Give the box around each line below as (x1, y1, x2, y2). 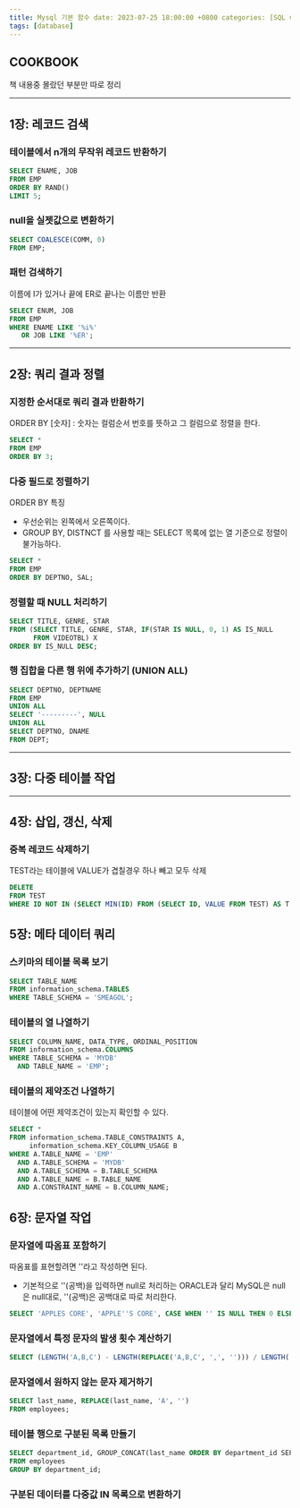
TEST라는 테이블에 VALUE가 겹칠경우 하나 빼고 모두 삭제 (9, 865, 207, 876)
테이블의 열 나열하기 (9, 1017, 90, 1029)
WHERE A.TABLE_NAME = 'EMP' (9, 1149, 114, 1159)
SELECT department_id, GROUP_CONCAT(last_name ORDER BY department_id (9, 1449, 278, 1458)
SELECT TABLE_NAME (9, 976, 78, 985)
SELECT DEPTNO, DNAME (9, 727, 90, 737)
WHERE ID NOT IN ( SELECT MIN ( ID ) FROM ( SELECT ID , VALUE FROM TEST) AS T (9, 900, 290, 909)
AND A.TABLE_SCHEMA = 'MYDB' (17, 1158, 126, 1167)
